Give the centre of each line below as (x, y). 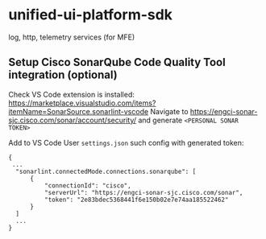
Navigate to (169, 111)
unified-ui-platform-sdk (91, 15)
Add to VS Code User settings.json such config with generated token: (126, 142)
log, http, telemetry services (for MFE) (72, 37)
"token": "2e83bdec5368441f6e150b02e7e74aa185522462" (136, 200)
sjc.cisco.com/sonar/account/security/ (73, 120)
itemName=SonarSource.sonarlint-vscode (79, 111)
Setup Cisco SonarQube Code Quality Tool (117, 62)
